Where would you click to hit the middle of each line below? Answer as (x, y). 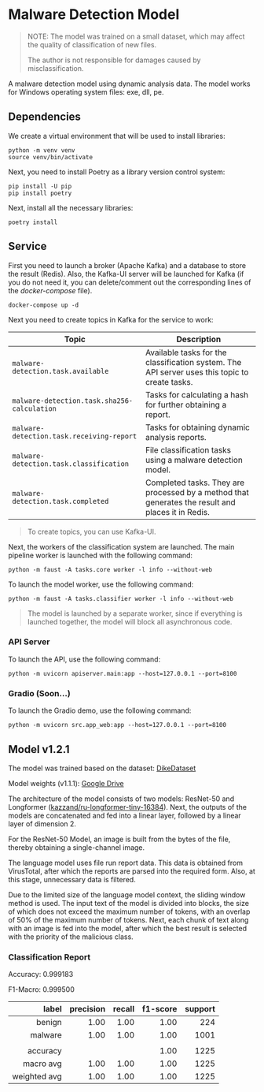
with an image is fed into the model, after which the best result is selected (128, 928)
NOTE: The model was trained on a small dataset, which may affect (136, 36)
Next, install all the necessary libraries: (71, 207)
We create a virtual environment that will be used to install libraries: (117, 136)
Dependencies (44, 117)
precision (88, 1009)
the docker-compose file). (50, 290)
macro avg (43, 1064)
